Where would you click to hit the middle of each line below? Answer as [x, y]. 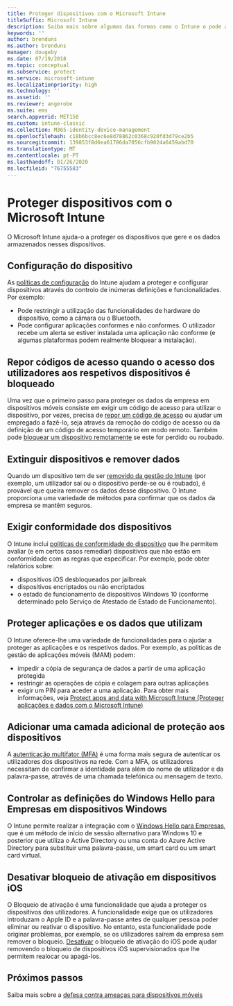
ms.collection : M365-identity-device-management [79, 130]
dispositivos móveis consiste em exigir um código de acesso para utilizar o [114, 408]
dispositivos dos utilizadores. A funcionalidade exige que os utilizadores [110, 912]
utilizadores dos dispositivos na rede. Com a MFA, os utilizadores [100, 762]
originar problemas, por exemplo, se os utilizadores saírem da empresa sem [115, 935]
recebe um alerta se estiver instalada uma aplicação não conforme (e [116, 333]
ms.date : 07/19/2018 [37, 59]
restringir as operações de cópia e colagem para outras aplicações [113, 683]
